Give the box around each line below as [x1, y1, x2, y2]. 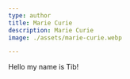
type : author [8, 11, 52, 20]
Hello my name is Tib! [8, 62, 79, 72]
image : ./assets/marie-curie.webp [8, 33, 123, 42]
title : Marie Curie [8, 19, 73, 27]
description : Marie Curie [8, 26, 94, 34]
